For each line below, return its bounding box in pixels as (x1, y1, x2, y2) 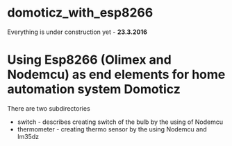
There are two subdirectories (7, 104, 90, 112)
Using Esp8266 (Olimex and (7, 52, 172, 68)
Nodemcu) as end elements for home (7, 67, 226, 82)
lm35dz (17, 132, 40, 140)
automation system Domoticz (7, 82, 181, 98)
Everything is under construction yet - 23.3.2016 (7, 28, 148, 36)
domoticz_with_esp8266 (7, 5, 154, 21)
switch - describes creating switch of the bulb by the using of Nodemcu (17, 118, 224, 126)
